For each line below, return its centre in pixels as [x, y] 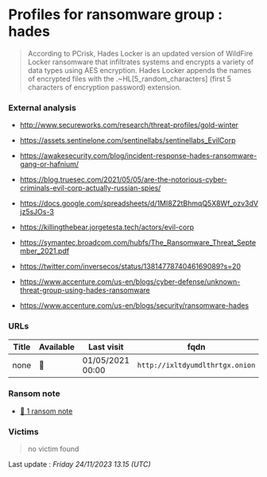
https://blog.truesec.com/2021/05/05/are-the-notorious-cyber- [124, 179]
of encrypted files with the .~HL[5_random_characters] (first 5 [130, 79]
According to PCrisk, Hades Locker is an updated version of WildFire [140, 53]
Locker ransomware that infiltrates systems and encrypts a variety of [141, 62]
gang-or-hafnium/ [49, 164]
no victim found [53, 449]
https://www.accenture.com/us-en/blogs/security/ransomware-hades [134, 306]
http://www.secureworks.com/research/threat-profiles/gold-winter [129, 125]
